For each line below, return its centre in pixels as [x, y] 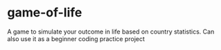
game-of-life [45, 13]
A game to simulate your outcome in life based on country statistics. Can [111, 32]
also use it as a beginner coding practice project [76, 38]
